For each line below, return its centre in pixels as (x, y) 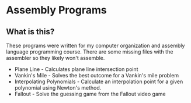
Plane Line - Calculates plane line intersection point (76, 69)
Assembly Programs (56, 10)
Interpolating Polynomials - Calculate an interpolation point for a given (99, 81)
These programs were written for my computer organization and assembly (95, 45)
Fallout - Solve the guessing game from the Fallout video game (90, 94)
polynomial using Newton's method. (58, 88)
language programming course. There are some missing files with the (90, 52)
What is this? (30, 32)
